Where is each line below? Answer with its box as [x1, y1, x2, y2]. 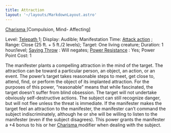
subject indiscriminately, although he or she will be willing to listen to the [5, 111, 158, 117]
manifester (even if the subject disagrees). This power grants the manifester [5, 116, 165, 122]
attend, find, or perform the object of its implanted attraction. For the [5, 78, 150, 85]
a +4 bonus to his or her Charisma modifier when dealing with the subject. [5, 122, 162, 128]
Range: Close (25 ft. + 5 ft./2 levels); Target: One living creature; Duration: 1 [5, 41, 164, 47]
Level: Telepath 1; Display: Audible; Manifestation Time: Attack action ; [5, 36, 153, 42]
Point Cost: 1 [5, 52, 32, 59]
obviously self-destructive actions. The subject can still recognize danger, [5, 95, 161, 101]
